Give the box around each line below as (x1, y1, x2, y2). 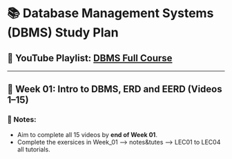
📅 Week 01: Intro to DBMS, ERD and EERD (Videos (7, 83, 222, 95)
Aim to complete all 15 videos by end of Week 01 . (17, 130, 157, 138)
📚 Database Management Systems (7, 6, 214, 21)
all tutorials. (17, 145, 50, 153)
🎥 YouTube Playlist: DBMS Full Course (7, 52, 173, 64)
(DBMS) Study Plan (7, 25, 119, 41)
